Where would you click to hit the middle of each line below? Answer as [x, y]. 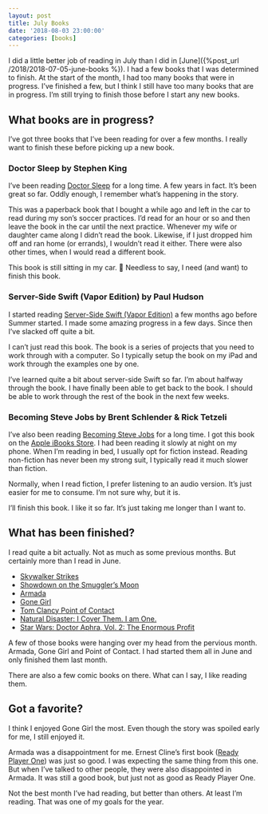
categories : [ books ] [43, 38]
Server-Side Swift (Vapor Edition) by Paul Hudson [106, 297]
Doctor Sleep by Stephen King [68, 168]
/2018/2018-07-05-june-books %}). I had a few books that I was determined [134, 70]
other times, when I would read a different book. [87, 252]
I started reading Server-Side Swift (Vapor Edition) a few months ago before [133, 314]
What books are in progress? [81, 120]
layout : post [30, 16]
